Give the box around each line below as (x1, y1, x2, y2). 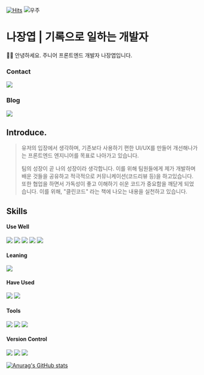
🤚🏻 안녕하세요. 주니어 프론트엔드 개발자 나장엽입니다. (6, 51, 133, 59)
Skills (6, 206, 27, 217)
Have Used (6, 278, 35, 286)
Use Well (6, 223, 29, 231)
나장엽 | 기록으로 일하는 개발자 (6, 31, 148, 44)
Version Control (6, 335, 48, 343)
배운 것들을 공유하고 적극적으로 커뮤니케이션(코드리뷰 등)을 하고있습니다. (21, 173, 194, 180)
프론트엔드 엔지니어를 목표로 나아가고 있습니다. (27, 152, 139, 159)
